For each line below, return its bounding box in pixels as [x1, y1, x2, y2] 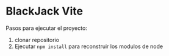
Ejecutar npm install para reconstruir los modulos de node [14, 43, 163, 50]
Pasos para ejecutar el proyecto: [5, 24, 88, 32]
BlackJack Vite [5, 4, 84, 18]
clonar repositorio [14, 36, 59, 43]
